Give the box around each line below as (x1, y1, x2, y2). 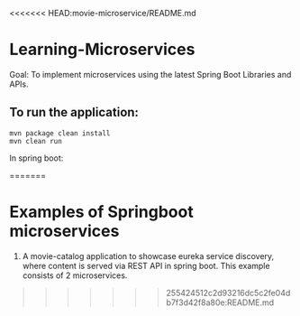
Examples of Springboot (9, 201, 194, 222)
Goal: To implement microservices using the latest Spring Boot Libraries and (9, 69, 292, 79)
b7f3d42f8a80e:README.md (166, 297, 275, 308)
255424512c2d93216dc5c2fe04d (166, 287, 291, 298)
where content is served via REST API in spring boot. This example (22, 260, 270, 271)
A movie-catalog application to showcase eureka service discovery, (22, 250, 275, 261)
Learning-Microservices (9, 40, 195, 60)
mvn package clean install (9, 128, 111, 138)
